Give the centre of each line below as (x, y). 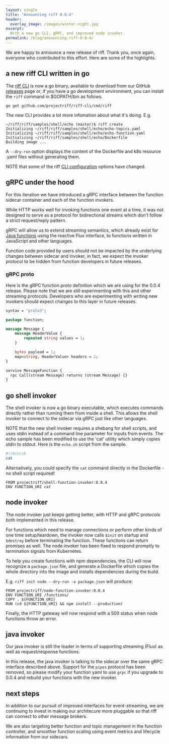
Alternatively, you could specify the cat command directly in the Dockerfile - (85, 468)
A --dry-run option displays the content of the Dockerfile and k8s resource (83, 151)
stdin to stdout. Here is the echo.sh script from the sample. (66, 444)
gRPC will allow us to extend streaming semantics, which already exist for (82, 230)
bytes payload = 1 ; (35, 352)
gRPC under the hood (40, 182)
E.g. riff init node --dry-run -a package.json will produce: (69, 581)
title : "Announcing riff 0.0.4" (39, 15)
